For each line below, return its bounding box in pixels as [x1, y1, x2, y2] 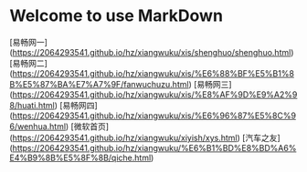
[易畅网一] [9, 36, 48, 47]
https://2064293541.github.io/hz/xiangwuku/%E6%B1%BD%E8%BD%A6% [12, 142, 297, 153]
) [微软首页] [65, 120, 110, 132]
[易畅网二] [9, 57, 48, 68]
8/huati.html [9, 99, 55, 110]
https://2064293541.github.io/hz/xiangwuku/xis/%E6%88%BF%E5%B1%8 [12, 67, 295, 78]
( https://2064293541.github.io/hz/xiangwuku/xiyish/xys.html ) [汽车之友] [9, 132, 281, 143]
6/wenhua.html [9, 120, 67, 132]
